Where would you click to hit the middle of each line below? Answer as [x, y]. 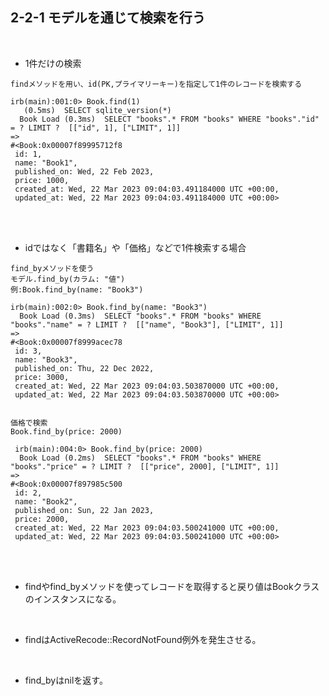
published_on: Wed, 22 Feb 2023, [84, 171]
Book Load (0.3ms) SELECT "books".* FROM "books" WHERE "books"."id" [169, 119]
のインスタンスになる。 [73, 599]
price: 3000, [42, 377]
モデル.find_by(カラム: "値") [68, 279]
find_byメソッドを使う [52, 268]
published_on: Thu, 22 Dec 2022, [84, 368]
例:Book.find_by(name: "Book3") [77, 289]
